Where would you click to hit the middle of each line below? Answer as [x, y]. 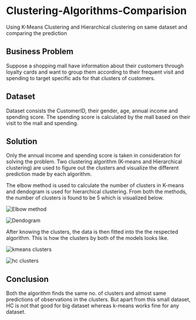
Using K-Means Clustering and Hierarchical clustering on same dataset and [97, 27]
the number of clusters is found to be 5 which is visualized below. [85, 198]
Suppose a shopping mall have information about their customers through [95, 66]
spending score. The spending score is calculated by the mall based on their [98, 117]
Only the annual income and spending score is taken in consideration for [94, 156]
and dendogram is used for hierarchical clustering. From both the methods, [97, 192]
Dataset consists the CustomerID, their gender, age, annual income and [92, 111]
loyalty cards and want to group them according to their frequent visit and [95, 72]
